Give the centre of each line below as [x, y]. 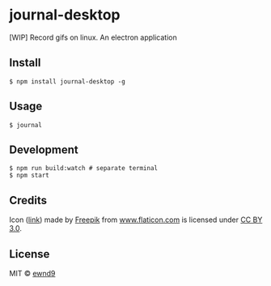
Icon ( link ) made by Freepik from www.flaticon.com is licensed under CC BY [136, 220]
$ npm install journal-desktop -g [68, 81]
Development [44, 149]
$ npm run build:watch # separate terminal [84, 169]
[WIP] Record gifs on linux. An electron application [93, 37]
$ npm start [29, 176]
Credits [28, 200]
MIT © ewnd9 [32, 273]
